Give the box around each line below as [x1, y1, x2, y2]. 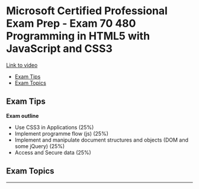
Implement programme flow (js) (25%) [14, 130, 108, 137]
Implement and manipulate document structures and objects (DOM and [14, 136, 188, 143]
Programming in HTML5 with [6, 30, 150, 43]
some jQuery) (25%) [14, 142, 65, 149]
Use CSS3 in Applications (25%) [14, 123, 94, 131]
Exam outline [6, 112, 39, 119]
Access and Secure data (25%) [14, 149, 92, 156]
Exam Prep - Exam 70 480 [6, 17, 136, 30]
